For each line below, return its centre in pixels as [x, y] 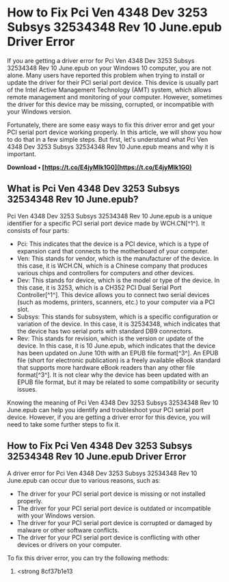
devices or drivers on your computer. [69, 544]
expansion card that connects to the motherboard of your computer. [113, 251]
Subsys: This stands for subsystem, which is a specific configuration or [118, 316]
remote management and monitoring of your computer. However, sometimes [115, 97]
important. [22, 154]
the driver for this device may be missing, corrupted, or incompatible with [110, 104]
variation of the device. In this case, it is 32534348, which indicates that [119, 324]
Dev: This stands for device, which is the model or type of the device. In [118, 280]
